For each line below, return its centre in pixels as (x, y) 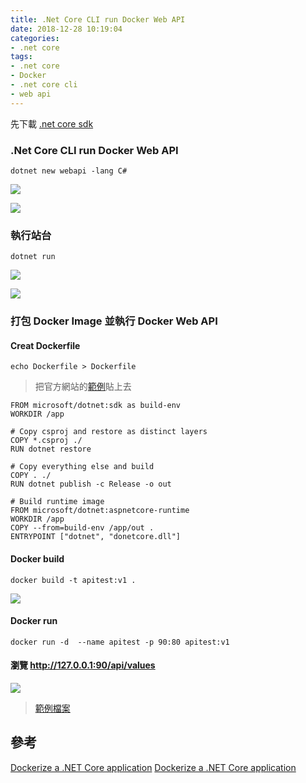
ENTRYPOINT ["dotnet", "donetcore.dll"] (96, 537)
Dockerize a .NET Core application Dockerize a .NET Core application (153, 767)
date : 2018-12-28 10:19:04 (66, 29)
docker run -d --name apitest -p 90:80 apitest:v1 (120, 642)
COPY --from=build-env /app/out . (82, 528)
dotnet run (33, 257)
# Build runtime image (57, 502)
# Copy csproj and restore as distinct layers (109, 432)
